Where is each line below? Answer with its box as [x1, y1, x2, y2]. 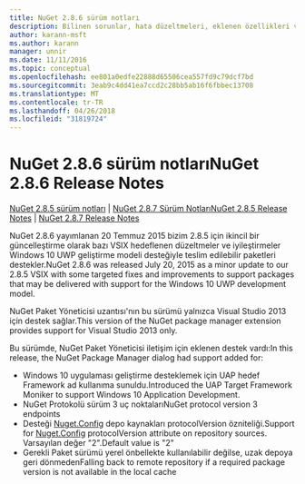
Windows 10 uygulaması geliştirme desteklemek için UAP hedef [22, 370, 261, 381]
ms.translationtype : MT [9, 89, 100, 98]
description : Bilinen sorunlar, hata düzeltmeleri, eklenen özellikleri [9, 22, 290, 31]
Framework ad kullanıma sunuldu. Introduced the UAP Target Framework [22, 380, 293, 390]
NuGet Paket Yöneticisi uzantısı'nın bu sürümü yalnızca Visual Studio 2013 [9, 306, 287, 317]
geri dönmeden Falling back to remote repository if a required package [22, 457, 286, 468]
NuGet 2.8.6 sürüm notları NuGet [9, 153, 260, 174]
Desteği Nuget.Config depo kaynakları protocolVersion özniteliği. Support [22, 419, 295, 430]
